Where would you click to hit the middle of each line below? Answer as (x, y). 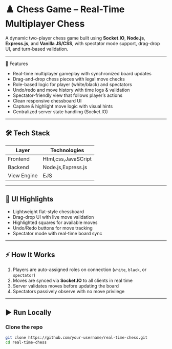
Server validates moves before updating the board (66, 286)
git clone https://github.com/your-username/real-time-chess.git (76, 338)
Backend (18, 167)
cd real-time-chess (26, 342)
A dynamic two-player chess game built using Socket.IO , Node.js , (75, 38)
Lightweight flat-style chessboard (48, 211)
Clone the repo (24, 327)
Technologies (67, 150)
